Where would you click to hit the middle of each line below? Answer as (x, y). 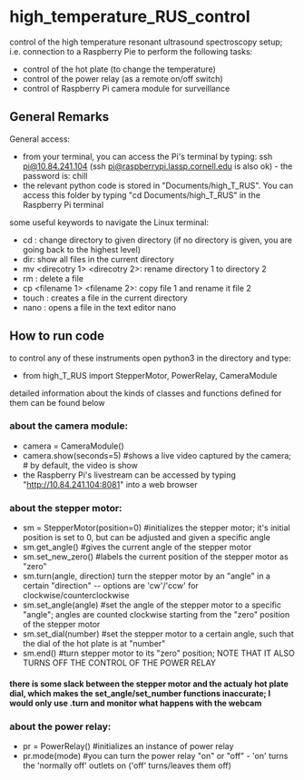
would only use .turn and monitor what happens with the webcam (136, 703)
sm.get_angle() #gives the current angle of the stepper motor (137, 548)
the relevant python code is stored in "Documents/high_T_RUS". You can (157, 185)
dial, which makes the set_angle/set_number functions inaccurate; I (140, 693)
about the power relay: (60, 726)
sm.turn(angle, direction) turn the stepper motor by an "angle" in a (146, 576)
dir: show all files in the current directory (98, 259)
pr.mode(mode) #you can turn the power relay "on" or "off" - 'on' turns (155, 756)
